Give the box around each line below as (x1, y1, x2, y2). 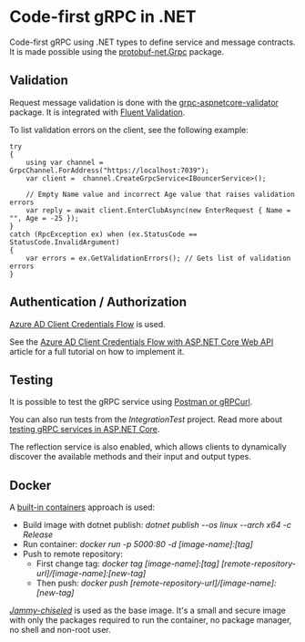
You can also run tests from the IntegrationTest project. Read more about (9, 414, 283, 425)
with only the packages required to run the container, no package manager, (9, 615, 292, 626)
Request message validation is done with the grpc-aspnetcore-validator (9, 97, 280, 108)
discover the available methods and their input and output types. (9, 451, 252, 462)
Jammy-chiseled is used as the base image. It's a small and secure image (9, 605, 287, 616)
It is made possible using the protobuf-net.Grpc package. (9, 46, 225, 57)
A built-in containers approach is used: (9, 502, 156, 513)
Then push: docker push (36, 577, 128, 589)
